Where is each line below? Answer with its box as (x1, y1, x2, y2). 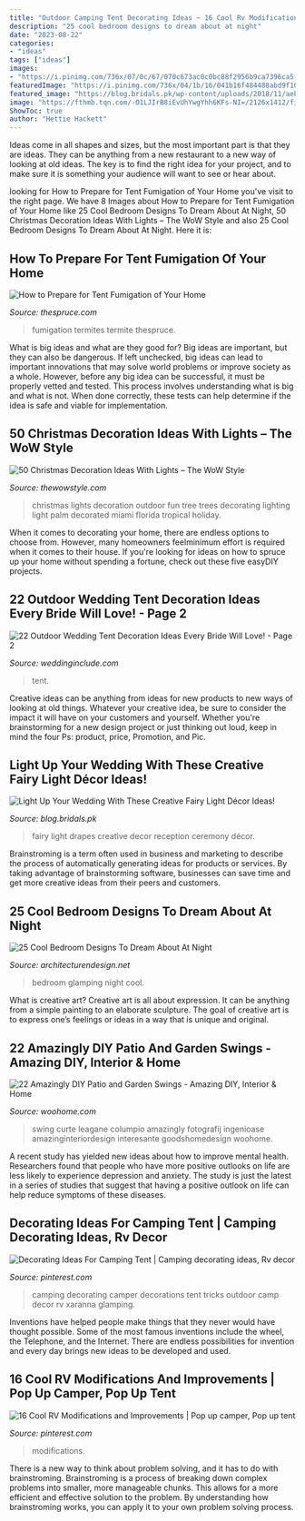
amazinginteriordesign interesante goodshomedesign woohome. (31, 1133, 273, 1144)
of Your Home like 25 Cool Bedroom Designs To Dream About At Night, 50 (9, 205, 287, 216)
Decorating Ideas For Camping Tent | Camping (9, 1216, 277, 1231)
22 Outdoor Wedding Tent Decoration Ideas (9, 592, 261, 607)
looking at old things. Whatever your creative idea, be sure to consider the (9, 702, 287, 713)
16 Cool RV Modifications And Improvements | (9, 1372, 275, 1388)
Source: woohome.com (9, 1106, 97, 1117)
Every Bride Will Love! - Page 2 (9, 606, 188, 622)
